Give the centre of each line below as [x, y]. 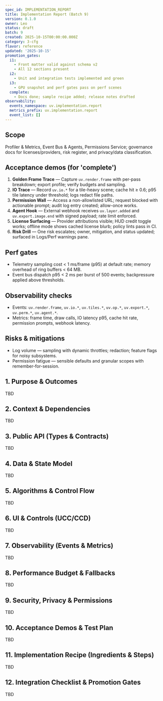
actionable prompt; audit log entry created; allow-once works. [75, 205]
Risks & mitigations [35, 339]
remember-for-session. [36, 366]
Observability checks [39, 295]
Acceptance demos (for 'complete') [61, 167]
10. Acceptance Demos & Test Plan [59, 628]
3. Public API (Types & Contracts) [57, 436]
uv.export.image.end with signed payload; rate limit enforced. [74, 216]
